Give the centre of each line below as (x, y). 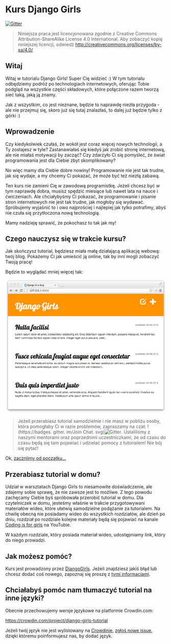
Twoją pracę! (19, 262)
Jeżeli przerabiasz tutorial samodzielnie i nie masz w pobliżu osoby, (89, 421)
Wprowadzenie (30, 132)
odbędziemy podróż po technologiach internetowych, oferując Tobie (77, 84)
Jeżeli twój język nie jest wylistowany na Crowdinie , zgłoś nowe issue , (79, 630)
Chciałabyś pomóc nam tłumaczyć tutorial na (79, 590)
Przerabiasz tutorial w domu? (53, 474)
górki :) (13, 115)
